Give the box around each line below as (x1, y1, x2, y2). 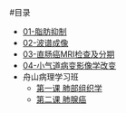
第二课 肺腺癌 (35, 94, 87, 105)
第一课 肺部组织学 (35, 83, 102, 93)
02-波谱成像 (22, 38, 69, 48)
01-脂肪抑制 (22, 26, 67, 37)
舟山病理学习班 (22, 71, 79, 82)
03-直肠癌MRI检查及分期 (22, 49, 115, 60)
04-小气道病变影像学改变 (22, 61, 117, 71)
